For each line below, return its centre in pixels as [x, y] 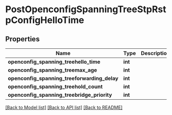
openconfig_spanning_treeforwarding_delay [63, 78]
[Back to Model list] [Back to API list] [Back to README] [64, 107]
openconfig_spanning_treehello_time [54, 62]
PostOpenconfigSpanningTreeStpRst [86, 9]
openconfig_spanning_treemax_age [52, 70]
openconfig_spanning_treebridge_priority [60, 95]
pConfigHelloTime [45, 20]
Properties [23, 39]
